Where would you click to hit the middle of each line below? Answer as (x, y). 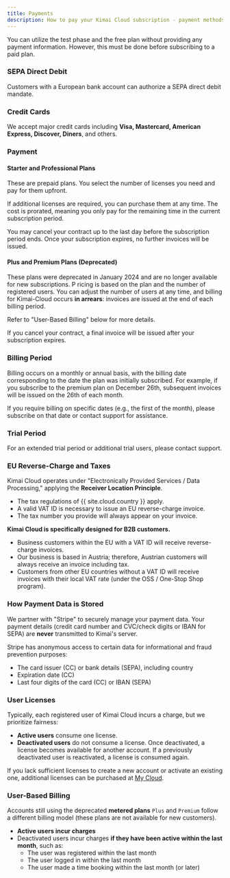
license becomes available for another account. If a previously (105, 750)
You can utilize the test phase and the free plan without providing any (105, 39)
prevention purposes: (37, 654)
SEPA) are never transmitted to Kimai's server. (73, 633)
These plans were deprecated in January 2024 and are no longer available (112, 277)
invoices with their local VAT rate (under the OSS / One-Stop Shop (110, 579)
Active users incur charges (56, 831)
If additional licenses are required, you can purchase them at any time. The (113, 204)
